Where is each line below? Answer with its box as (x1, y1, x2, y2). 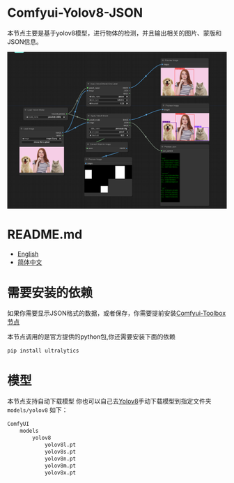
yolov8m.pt (44, 462, 77, 470)
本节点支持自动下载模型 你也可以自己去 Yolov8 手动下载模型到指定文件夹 (7, 397, 212, 406)
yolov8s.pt (44, 448, 77, 456)
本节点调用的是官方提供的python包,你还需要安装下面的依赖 (7, 332, 175, 341)
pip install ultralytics (7, 347, 79, 355)
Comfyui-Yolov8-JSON (7, 5, 143, 21)
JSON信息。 (7, 37, 43, 46)
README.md (7, 227, 83, 242)
